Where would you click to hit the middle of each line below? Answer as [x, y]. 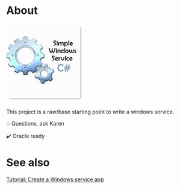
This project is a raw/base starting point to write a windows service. [90, 112]
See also [28, 163]
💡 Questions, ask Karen [35, 123]
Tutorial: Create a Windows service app [55, 179]
